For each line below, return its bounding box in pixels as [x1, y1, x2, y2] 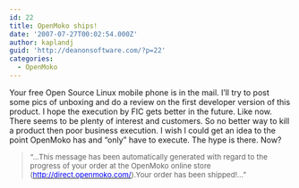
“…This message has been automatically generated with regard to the [30, 151, 269, 161]
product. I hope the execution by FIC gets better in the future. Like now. [9, 106, 273, 117]
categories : [9, 54, 54, 63]
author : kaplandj [9, 37, 74, 47]
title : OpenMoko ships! [9, 21, 98, 30]
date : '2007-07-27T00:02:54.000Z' [9, 29, 139, 38]
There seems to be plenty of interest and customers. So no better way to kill [9, 115, 290, 126]
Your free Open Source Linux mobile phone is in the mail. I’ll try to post [9, 86, 270, 98]
